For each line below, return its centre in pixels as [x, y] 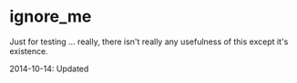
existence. [29, 51]
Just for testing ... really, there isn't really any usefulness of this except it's [149, 41]
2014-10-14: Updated [49, 69]
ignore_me [51, 17]
